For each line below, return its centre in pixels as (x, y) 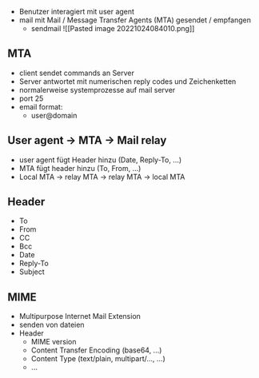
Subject (32, 272)
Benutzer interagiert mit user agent (77, 12)
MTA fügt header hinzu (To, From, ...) (80, 168)
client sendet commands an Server (77, 73)
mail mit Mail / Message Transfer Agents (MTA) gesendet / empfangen (135, 20)
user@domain (54, 115)
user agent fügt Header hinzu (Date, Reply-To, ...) (100, 160)
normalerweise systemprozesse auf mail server (97, 90)
